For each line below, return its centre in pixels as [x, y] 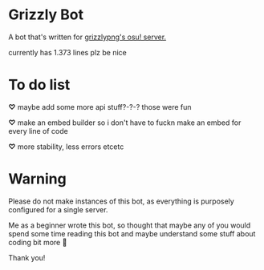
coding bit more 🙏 [38, 242]
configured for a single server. [58, 209]
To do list [39, 85]
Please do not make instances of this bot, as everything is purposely [121, 201]
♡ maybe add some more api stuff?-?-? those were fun [100, 107]
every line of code [38, 131]
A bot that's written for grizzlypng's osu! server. [87, 37]
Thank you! [27, 257]
